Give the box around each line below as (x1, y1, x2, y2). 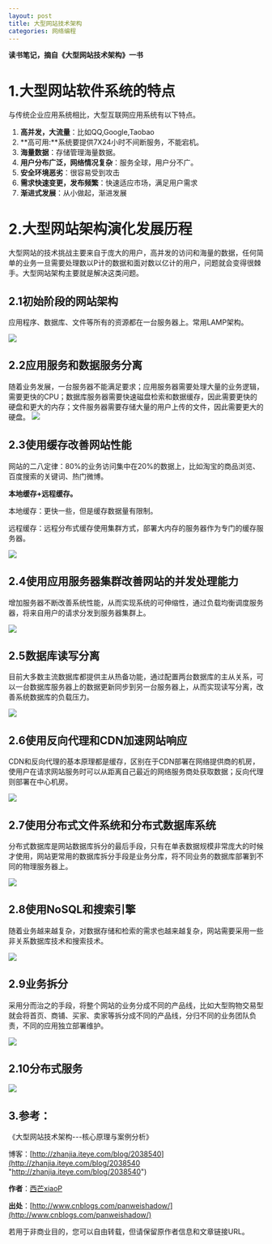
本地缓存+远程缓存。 (8, 489, 78, 498)
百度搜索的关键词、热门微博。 (8, 471, 108, 481)
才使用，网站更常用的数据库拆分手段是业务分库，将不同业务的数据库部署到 (8, 851, 257, 861)
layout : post (8, 11, 53, 20)
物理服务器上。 (22, 861, 73, 871)
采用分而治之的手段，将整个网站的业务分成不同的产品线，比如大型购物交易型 (8, 1000, 264, 1010)
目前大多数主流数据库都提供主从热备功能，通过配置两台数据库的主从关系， (8, 672, 257, 682)
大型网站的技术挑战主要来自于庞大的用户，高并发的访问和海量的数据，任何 (8, 248, 257, 258)
